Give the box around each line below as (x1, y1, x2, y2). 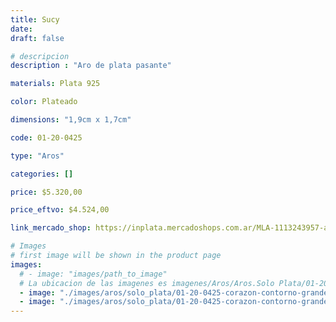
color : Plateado (10, 97, 78, 107)
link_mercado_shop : (10, 223, 92, 233)
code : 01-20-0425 (10, 132, 83, 143)
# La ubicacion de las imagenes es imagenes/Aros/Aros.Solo (19, 278, 275, 288)
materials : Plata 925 (10, 79, 101, 89)
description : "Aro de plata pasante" (10, 61, 172, 71)
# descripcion (10, 51, 70, 61)
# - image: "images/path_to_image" (19, 269, 168, 279)
